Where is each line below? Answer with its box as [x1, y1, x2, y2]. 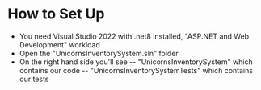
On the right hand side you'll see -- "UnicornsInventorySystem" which [19, 57, 254, 67]
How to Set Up [7, 5, 105, 23]
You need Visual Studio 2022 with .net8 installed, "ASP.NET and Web [19, 31, 250, 41]
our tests [19, 74, 49, 84]
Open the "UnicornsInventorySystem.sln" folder [19, 48, 179, 58]
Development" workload [19, 39, 100, 49]
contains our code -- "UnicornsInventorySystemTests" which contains [19, 65, 254, 75]
